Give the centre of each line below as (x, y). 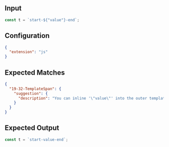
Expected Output (32, 128)
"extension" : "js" (29, 52)
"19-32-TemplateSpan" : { (35, 89)
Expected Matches (35, 72)
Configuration (27, 36)
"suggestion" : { (31, 93)
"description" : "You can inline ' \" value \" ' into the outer (82, 98)
